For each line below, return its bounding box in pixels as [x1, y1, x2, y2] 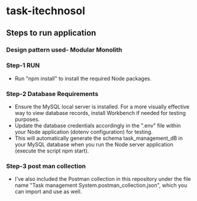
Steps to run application [6, 28, 96, 38]
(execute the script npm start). [14, 147, 89, 155]
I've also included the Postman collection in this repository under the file [14, 176, 191, 183]
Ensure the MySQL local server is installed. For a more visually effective [14, 103, 190, 110]
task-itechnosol [6, 4, 86, 18]
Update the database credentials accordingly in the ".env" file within [14, 122, 181, 129]
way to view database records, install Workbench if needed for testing [14, 110, 186, 117]
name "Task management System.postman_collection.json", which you [14, 182, 188, 189]
